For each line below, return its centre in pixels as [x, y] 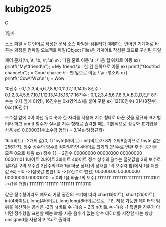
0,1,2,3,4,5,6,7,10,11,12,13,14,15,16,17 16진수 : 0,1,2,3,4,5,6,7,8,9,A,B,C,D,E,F [78, 95]
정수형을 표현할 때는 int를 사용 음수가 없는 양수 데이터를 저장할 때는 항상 [83, 213]
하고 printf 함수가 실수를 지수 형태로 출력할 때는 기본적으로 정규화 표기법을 [86, 124]
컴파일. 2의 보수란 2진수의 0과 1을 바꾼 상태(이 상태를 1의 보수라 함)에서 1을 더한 [82, 165]
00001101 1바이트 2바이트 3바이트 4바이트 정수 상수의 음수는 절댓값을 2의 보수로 [83, 159]
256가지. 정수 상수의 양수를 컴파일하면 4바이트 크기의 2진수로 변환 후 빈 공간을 [81, 147]
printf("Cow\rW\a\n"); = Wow [35, 78]
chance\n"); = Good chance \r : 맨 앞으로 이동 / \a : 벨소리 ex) [66, 72]
